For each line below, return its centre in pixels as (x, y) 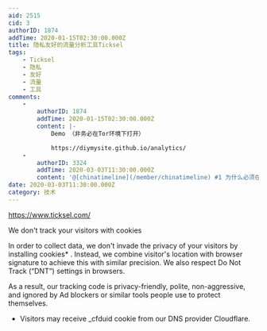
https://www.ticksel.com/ (50, 214)
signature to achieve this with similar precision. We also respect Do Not (125, 262)
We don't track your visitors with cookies (75, 230)
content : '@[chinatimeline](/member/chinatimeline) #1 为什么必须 (146, 178)
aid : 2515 (25, 15)
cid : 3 (19, 23)
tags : (17, 52)
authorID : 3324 (62, 163)
